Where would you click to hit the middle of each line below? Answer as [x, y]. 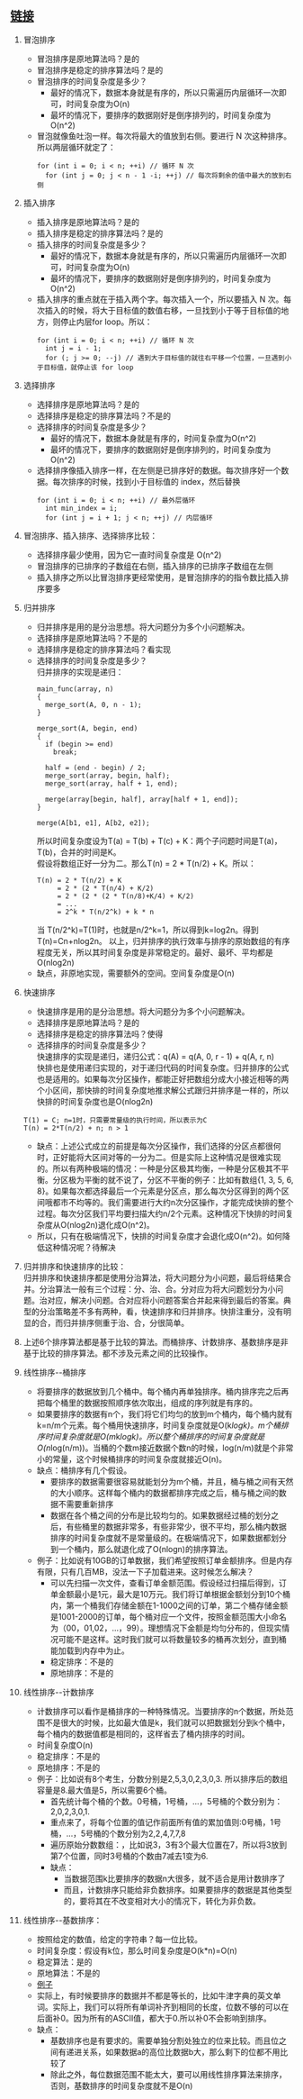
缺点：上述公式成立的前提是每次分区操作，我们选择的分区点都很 [155, 1146]
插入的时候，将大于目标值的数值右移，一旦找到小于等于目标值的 [163, 310]
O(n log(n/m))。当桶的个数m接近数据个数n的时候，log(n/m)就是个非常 [165, 1448]
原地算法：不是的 [68, 1973]
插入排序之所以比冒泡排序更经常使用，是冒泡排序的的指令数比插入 [159, 577]
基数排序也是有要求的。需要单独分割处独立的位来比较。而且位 [165, 2040]
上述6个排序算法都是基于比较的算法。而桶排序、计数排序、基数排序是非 [156, 1341]
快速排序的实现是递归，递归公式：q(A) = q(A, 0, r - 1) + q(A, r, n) [156, 1056]
